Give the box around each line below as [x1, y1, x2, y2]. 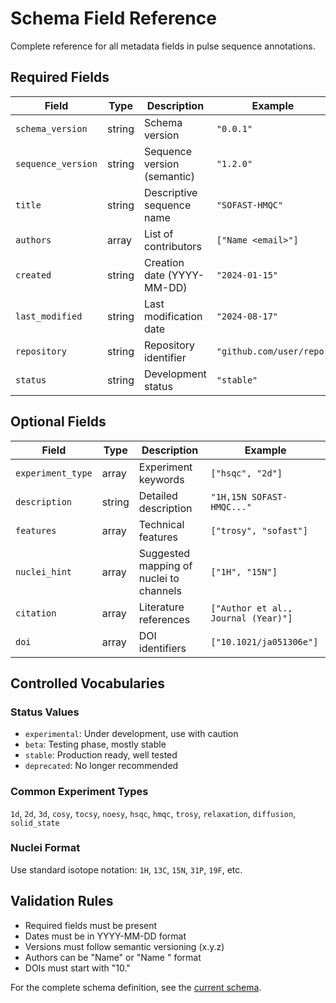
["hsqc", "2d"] [210, 467, 283, 479]
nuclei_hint [15, 566, 73, 577]
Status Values [10, 705, 80, 719]
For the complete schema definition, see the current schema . [10, 981, 262, 993]
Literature [138, 600, 185, 614]
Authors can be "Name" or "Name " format [24, 951, 202, 963]
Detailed [138, 488, 178, 502]
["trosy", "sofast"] [210, 525, 308, 536]
